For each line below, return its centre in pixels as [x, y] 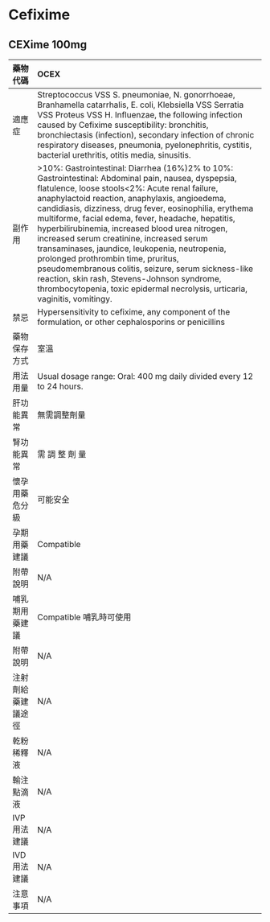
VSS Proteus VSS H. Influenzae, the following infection [140, 115]
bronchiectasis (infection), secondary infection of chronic [146, 135]
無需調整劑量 [61, 415]
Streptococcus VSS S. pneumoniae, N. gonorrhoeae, [136, 95]
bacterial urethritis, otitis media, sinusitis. [114, 155]
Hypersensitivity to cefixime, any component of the [134, 312]
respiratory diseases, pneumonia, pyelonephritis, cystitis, [145, 145]
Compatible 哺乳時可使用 [84, 617]
